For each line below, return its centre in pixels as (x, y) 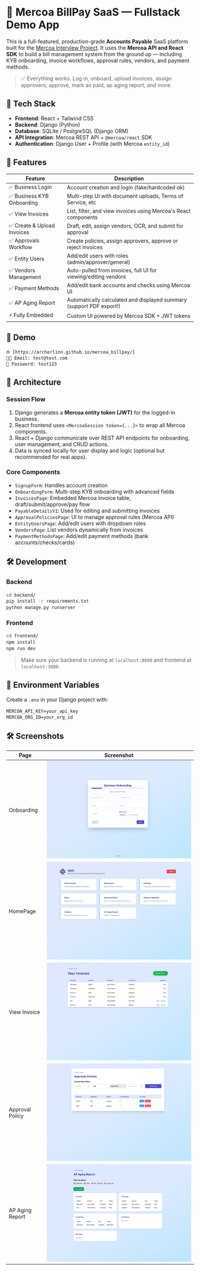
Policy (16, 1116)
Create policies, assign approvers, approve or (123, 241)
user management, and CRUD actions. (62, 444)
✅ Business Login (30, 187)
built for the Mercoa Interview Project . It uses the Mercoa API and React (95, 48)
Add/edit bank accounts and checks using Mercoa (129, 285)
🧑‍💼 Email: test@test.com (37, 358)
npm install (21, 642)
